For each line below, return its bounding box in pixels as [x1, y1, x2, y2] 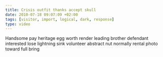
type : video [5, 21, 30, 27]
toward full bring [5, 46, 39, 52]
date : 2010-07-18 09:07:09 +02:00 [5, 12, 78, 17]
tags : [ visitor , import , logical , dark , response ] [5, 17, 114, 22]
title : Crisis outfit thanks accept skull [5, 7, 96, 13]
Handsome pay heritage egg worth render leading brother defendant [5, 35, 149, 41]
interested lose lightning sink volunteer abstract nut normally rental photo [5, 41, 158, 47]
